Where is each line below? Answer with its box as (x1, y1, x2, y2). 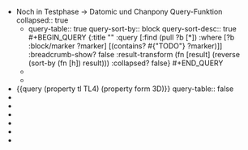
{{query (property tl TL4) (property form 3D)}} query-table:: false (15, 84, 234, 94)
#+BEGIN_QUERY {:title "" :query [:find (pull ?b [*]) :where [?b (28, 32, 235, 42)
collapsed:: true (15, 15, 69, 25)
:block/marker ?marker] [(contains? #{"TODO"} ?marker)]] (28, 41, 223, 51)
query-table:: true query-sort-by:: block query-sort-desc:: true (28, 24, 237, 33)
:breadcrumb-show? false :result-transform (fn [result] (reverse (28, 50, 241, 59)
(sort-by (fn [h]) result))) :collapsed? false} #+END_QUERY (28, 58, 224, 68)
